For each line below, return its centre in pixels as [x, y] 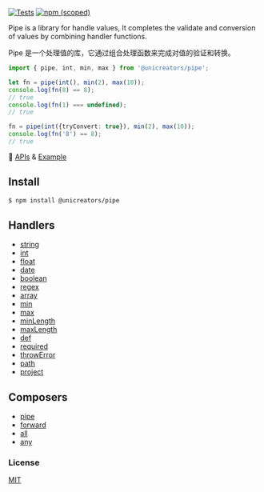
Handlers [32, 225]
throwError [38, 355]
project [32, 372]
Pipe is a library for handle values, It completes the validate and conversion [132, 28]
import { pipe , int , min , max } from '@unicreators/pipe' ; [109, 68]
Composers [38, 397]
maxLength [38, 330]
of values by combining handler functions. [78, 36]
